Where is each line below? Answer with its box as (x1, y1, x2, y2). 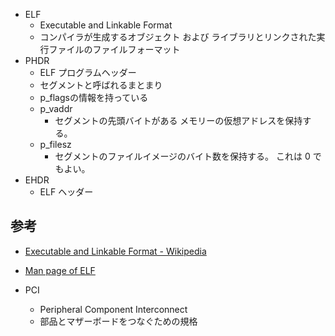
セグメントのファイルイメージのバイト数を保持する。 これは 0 (54, 150, 311, 162)
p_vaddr (39, 103, 73, 114)
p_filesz (39, 139, 72, 150)
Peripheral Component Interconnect (39, 303, 188, 315)
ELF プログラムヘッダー (39, 67, 137, 78)
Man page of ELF (24, 264, 96, 276)
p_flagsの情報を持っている (39, 92, 149, 103)
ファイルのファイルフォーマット (48, 44, 181, 55)
